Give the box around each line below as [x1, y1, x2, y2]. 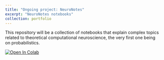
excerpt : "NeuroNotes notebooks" [5, 12, 74, 17]
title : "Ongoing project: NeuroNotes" [5, 7, 84, 12]
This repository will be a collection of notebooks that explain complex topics [5, 30, 159, 36]
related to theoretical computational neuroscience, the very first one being [5, 35, 156, 40]
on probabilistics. [5, 40, 40, 46]
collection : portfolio [5, 16, 52, 21]
